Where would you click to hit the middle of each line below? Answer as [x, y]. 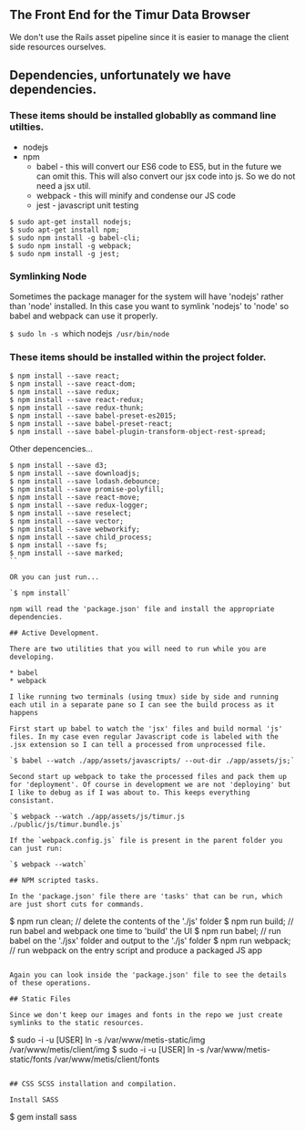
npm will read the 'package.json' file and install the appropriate [142, 609]
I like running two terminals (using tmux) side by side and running [144, 697]
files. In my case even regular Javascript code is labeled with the [144, 737]
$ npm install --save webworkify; [75, 529]
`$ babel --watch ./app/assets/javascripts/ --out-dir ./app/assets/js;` [152, 761]
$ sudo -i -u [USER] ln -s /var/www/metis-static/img [107, 1040]
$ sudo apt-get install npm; [65, 230]
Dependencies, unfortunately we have [121, 75]
